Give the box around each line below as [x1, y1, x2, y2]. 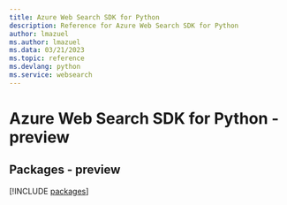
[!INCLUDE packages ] [9, 186, 89, 196]
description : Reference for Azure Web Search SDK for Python [9, 21, 239, 30]
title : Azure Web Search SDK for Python [9, 12, 161, 22]
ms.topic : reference [9, 54, 86, 63]
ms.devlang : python [9, 63, 81, 72]
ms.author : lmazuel [9, 37, 81, 47]
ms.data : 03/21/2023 [9, 46, 86, 55]
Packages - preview [9, 163, 121, 178]
